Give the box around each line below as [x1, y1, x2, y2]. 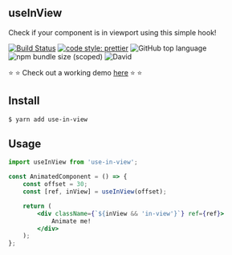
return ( [22, 202, 52, 210]
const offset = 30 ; [22, 180, 88, 188]
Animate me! [51, 217, 92, 225]
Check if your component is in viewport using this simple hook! [8, 27, 217, 37]
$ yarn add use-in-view [8, 115, 88, 123]
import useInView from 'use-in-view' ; [8, 158, 138, 167]
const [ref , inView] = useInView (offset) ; [22, 188, 167, 196]
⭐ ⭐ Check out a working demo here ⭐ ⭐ [8, 67, 143, 77]
